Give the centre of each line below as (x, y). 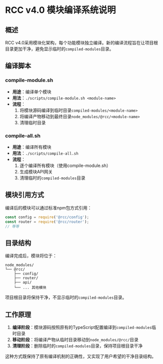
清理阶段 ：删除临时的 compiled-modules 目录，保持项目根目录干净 (77, 346)
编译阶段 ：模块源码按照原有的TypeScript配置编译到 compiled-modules (82, 327)
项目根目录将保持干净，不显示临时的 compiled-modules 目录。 (66, 297)
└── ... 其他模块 (30, 288)
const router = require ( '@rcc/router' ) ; (47, 222)
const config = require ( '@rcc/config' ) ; (47, 217)
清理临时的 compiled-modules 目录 (52, 178)
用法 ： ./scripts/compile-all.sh (45, 153)
